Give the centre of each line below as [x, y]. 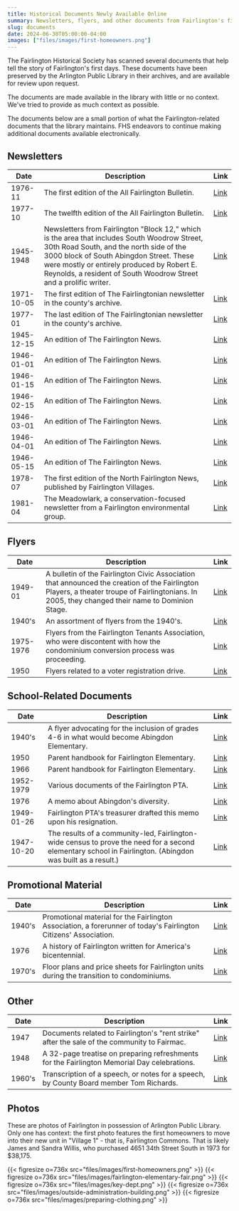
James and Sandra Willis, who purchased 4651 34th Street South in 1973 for [119, 1148]
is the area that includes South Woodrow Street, [123, 238]
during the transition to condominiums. [107, 976]
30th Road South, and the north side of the [115, 246]
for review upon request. [43, 83]
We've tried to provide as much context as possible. [84, 105]
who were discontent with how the [103, 641]
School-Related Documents [70, 696]
